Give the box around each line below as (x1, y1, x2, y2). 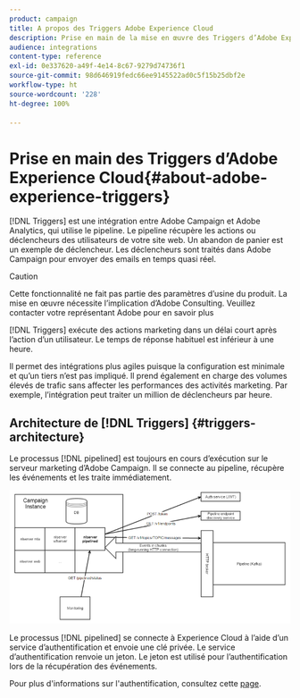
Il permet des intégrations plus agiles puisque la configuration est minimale (9, 361, 286, 372)
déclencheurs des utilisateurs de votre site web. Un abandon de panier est (9, 235, 284, 246)
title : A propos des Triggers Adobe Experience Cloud (9, 23, 214, 33)
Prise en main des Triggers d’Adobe (9, 148, 279, 169)
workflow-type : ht (9, 80, 78, 89)
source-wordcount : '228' (9, 89, 102, 98)
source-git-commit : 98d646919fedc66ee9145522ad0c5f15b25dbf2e (9, 71, 246, 80)
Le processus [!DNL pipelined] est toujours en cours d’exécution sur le (9, 453, 269, 464)
